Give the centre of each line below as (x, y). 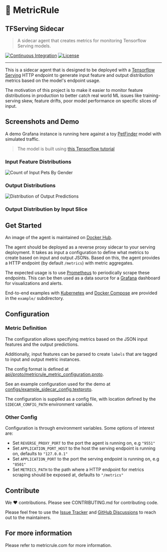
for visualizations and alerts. (34, 283)
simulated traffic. (22, 139)
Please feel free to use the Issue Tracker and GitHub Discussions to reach (81, 512)
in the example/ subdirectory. (35, 298)
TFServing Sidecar (35, 29)
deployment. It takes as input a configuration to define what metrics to (77, 253)
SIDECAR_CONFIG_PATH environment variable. (49, 404)
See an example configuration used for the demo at (58, 384)
